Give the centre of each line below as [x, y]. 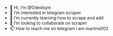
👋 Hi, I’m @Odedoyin [30, 8]
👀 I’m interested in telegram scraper [45, 13]
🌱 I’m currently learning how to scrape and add [56, 18]
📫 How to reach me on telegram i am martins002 [59, 28]
